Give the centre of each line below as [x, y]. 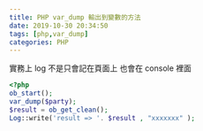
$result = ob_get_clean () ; [59, 110]
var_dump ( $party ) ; [43, 102]
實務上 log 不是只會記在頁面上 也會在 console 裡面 [101, 68]
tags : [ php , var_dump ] [49, 34]
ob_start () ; [31, 94]
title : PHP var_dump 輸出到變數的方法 [75, 17]
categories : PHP [39, 42]
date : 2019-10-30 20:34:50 [59, 26]
